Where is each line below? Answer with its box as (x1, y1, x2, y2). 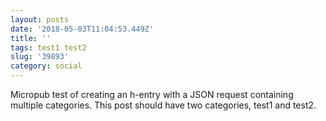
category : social (10, 61, 83, 71)
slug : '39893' (10, 52, 70, 62)
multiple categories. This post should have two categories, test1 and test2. (10, 99, 317, 111)
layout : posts (10, 14, 70, 25)
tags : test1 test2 (10, 42, 87, 53)
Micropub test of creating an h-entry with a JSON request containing (10, 89, 294, 100)
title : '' (10, 33, 52, 43)
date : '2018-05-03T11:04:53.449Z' (10, 24, 155, 34)
